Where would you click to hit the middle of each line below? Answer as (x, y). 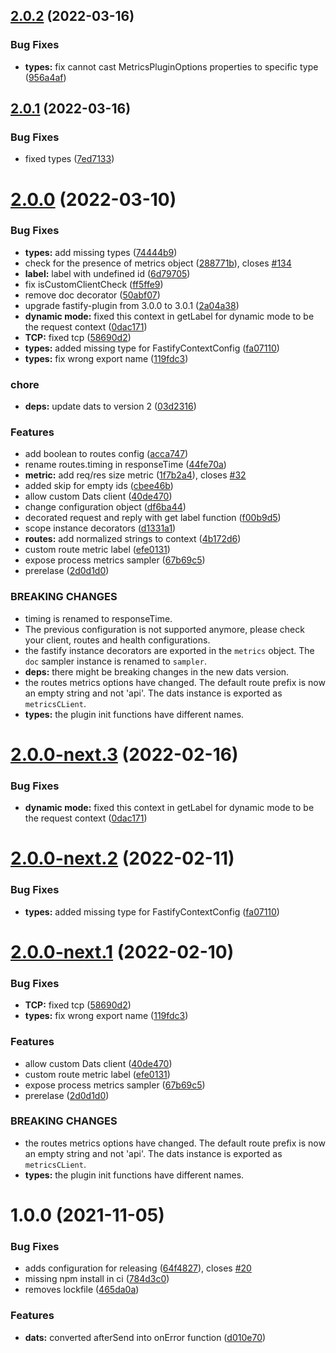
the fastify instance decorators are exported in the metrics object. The (169, 650)
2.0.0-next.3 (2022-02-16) (124, 754)
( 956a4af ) (45, 77)
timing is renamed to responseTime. (98, 618)
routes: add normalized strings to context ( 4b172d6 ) (133, 539)
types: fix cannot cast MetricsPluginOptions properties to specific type (171, 66)
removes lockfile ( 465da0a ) (82, 1290)
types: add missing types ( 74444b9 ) (101, 252)
